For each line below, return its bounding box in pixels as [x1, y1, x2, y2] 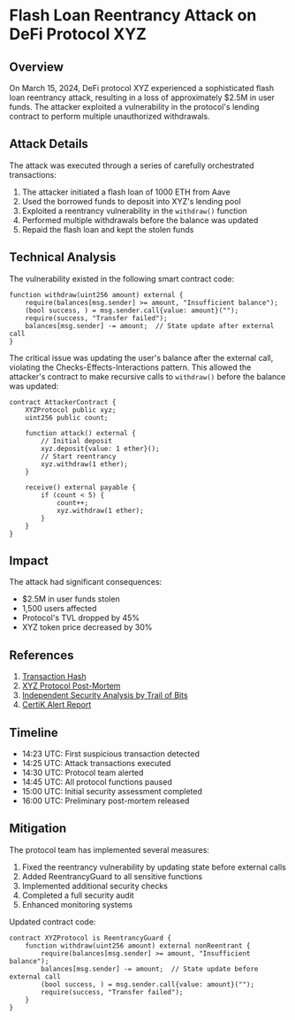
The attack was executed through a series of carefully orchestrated [9, 160, 254, 171]
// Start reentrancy [41, 452, 117, 461]
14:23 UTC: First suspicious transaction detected [21, 748, 200, 759]
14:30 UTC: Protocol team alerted [21, 767, 144, 778]
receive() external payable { [25, 483, 137, 492]
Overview [9, 59, 64, 74]
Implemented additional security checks [21, 880, 168, 891]
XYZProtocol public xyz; [25, 405, 117, 414]
